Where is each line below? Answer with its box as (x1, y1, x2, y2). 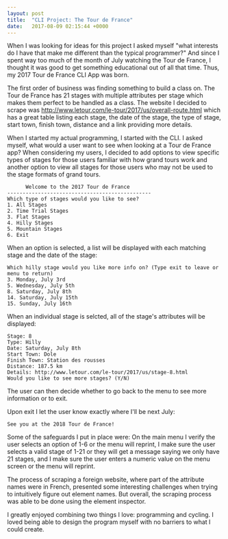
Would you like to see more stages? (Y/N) (7, 375, 130, 382)
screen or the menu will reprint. (7, 462, 96, 470)
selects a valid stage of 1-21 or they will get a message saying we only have (7, 448, 220, 456)
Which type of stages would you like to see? (7, 196, 139, 203)
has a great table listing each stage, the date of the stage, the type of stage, (7, 113, 221, 122)
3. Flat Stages (7, 214, 51, 220)
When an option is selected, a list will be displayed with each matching (7, 244, 207, 252)
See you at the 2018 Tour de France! (7, 421, 115, 428)
